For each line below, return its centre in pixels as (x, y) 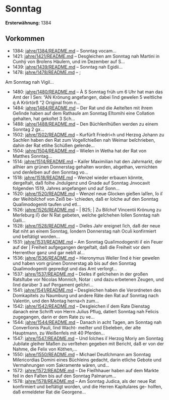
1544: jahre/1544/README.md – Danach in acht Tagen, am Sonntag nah (87, 322)
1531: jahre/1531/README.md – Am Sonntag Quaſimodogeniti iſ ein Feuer (88, 242)
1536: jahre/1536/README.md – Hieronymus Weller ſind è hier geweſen (86, 258)
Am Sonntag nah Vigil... (30, 82)
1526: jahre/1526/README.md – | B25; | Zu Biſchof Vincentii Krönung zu (87, 209)
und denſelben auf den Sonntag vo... (50, 172)
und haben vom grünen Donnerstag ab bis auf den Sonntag (74, 263)
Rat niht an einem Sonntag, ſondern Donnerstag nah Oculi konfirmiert (84, 231)
